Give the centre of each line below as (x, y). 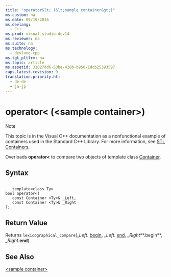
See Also (20, 257)
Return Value (26, 223)
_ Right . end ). (18, 241)
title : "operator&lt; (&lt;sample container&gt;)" (60, 10)
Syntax (17, 173)
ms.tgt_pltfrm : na (25, 58)
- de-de (18, 82)
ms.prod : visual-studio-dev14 (38, 34)
